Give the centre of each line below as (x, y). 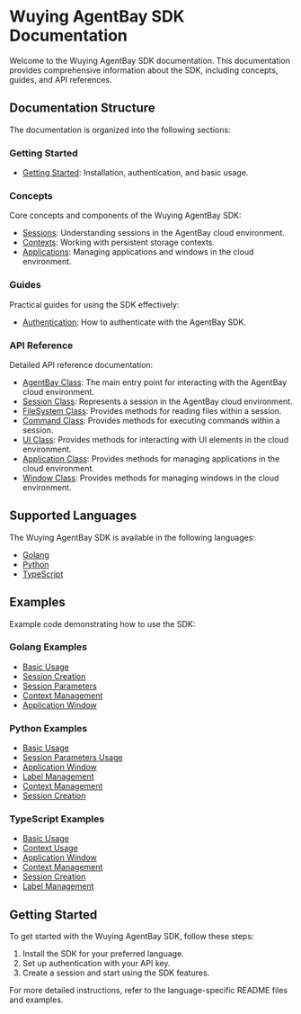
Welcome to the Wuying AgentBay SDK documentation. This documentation (150, 60)
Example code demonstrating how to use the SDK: (102, 624)
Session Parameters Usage (72, 758)
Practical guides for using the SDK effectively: (94, 304)
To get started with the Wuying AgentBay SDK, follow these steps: (132, 937)
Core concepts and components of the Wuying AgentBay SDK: (125, 215)
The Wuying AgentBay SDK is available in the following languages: (133, 537)
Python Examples (49, 728)
